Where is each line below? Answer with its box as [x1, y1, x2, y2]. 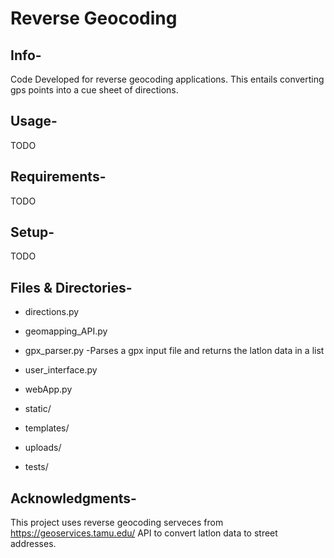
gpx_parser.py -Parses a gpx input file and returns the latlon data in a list [24, 345, 325, 357]
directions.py [24, 306, 80, 318]
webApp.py [24, 383, 73, 396]
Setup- [10, 224, 55, 241]
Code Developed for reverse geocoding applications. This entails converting [10, 73, 325, 85]
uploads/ [24, 442, 62, 454]
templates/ [24, 422, 70, 434]
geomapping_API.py [24, 325, 108, 337]
